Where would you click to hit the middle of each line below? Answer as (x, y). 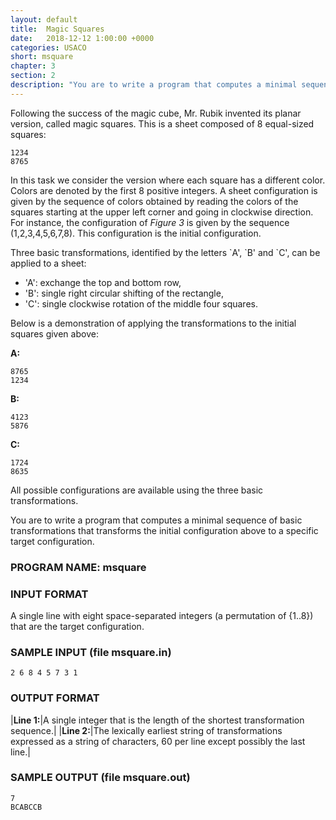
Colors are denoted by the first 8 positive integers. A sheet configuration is (164, 190)
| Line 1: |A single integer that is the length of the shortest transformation (157, 720)
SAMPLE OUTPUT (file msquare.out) (100, 778)
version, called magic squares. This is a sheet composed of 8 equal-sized (162, 123)
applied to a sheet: (48, 263)
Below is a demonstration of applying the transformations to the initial (153, 323)
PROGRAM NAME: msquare (78, 567)
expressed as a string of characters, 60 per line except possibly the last (158, 741)
